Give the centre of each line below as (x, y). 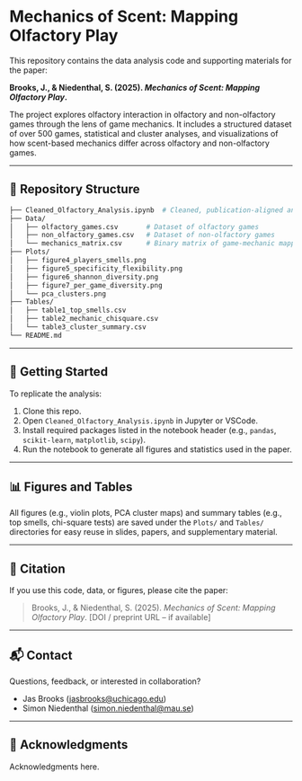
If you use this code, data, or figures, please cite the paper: (119, 590)
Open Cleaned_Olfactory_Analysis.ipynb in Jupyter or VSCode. (140, 421)
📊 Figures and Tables (71, 487)
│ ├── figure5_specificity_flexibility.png (96, 268)
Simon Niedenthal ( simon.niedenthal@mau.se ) (108, 708)
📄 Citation (37, 568)
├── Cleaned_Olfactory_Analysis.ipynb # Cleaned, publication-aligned (146, 210)
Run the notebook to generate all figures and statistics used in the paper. (157, 449)
